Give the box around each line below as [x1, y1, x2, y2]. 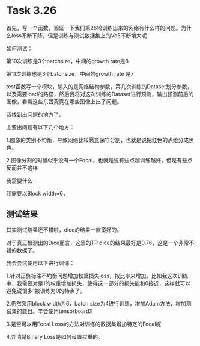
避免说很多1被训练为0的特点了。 [6, 287, 86, 294]
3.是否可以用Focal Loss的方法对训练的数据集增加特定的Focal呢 [6, 320, 162, 327]
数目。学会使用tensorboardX [22, 307, 93, 315]
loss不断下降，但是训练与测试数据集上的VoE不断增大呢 [11, 31, 147, 39]
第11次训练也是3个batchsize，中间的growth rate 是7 [6, 70, 134, 77]
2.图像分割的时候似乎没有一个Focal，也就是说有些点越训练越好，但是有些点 [6, 156, 193, 164]
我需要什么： [6, 177, 38, 184]
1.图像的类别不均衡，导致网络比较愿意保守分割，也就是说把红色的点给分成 [6, 136, 189, 143]
